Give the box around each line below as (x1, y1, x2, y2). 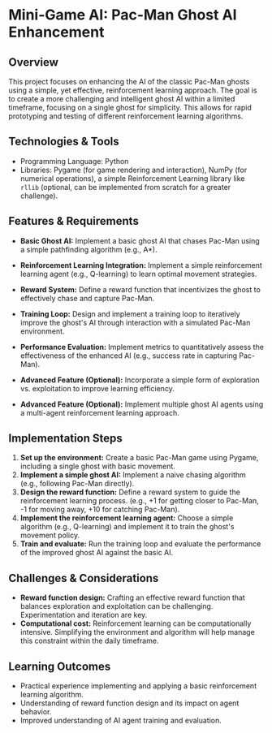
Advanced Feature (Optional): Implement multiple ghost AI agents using (19, 399, 264, 409)
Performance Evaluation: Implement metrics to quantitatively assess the (19, 342, 264, 351)
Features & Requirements (8, 214, 140, 228)
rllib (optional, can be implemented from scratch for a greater (19, 182, 231, 192)
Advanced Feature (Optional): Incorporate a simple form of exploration (19, 375, 260, 385)
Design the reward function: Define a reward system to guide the (19, 487, 241, 497)
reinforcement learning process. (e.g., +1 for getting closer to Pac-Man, (19, 496, 260, 506)
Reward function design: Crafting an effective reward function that (19, 593, 245, 602)
